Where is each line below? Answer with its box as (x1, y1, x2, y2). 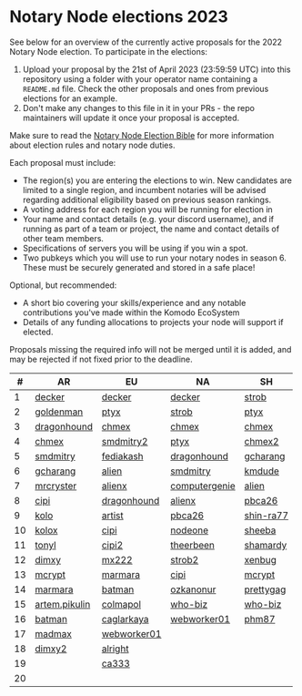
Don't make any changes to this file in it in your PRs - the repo (22, 102, 255, 113)
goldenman (35, 405, 84, 418)
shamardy (244, 538, 287, 551)
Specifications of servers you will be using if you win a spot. (22, 242, 248, 253)
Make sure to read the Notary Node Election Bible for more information (9, 129, 275, 140)
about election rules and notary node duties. (9, 139, 176, 150)
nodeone (170, 524, 209, 537)
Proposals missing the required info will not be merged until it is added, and (9, 343, 292, 354)
